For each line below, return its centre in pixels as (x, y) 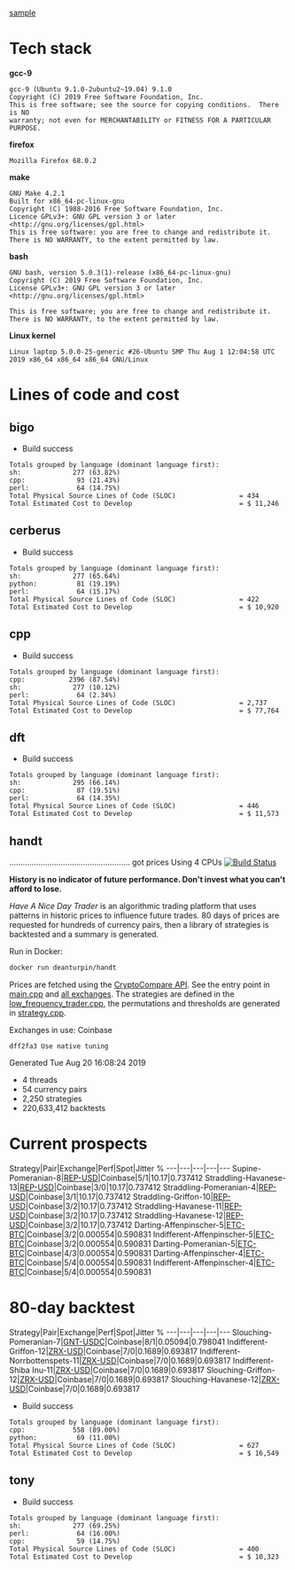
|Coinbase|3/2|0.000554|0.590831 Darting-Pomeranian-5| (131, 1244)
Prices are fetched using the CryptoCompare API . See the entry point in (140, 985)
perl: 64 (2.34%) (63, 695)
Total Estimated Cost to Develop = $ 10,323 (144, 1557)
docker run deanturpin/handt (63, 968)
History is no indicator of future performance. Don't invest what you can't (147, 880)
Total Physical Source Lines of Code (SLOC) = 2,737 (138, 703)
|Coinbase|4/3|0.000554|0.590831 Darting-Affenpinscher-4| (135, 1253)
